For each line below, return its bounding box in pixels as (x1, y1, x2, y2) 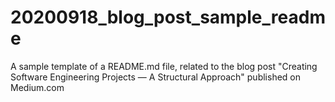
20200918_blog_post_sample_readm (10, 6, 326, 29)
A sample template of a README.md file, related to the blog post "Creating (10, 60, 318, 72)
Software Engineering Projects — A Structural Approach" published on (10, 71, 302, 83)
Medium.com (10, 81, 65, 93)
